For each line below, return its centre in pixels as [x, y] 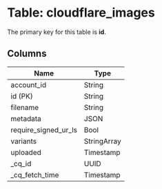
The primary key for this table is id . [57, 32]
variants [23, 141]
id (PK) [22, 96]
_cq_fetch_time [35, 174]
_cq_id [21, 163]
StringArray [103, 141]
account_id [29, 84]
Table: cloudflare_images [81, 13]
